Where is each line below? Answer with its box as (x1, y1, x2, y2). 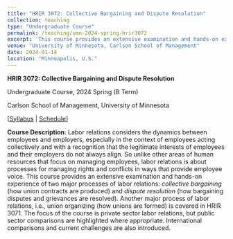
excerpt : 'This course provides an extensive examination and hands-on (7, 36, 218, 43)
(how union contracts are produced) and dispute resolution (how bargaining (7, 186, 224, 195)
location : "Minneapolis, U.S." (7, 55, 98, 62)
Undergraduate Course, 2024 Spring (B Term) (7, 87, 139, 96)
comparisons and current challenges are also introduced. (7, 223, 171, 232)
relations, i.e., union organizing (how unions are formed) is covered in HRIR (7, 202, 221, 210)
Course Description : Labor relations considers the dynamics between (7, 127, 208, 136)
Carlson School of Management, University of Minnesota (7, 101, 170, 109)
